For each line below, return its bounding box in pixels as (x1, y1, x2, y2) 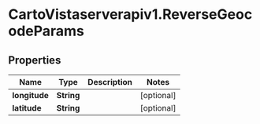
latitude (12, 103, 42, 113)
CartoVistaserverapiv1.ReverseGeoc (8, 5, 253, 24)
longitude (12, 90, 49, 100)
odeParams (8, 22, 85, 40)
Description (87, 77, 132, 87)
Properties (8, 53, 61, 67)
